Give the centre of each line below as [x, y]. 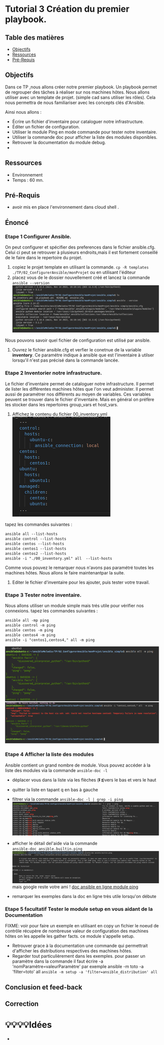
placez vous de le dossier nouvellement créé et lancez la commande [81, 277]
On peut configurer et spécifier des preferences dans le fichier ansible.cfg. [80, 247]
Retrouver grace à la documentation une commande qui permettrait [80, 946]
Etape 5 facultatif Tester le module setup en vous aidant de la [79, 909]
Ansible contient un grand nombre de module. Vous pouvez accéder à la [78, 765]
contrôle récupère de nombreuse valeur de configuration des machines [77, 931]
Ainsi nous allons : [23, 112]
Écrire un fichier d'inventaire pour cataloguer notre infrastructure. [78, 122]
